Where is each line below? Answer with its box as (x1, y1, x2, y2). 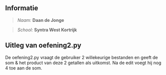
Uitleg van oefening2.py (5, 41, 82, 50)
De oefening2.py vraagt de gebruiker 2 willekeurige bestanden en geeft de (5, 54, 158, 60)
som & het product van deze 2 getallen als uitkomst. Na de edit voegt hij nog (5, 60, 162, 66)
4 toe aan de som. (5, 65, 42, 71)
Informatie (5, 4, 38, 12)
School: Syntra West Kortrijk (17, 27, 77, 33)
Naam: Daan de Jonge (17, 17, 65, 23)
